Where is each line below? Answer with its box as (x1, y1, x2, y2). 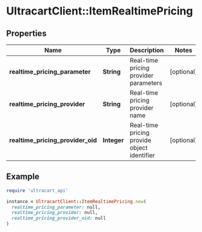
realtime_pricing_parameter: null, (11, 204, 101, 210)
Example (6, 172, 40, 182)
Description (129, 46, 164, 54)
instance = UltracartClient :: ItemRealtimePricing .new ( (6, 198, 147, 204)
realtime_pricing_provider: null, (11, 210, 98, 216)
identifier (129, 151, 155, 159)
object (129, 143, 148, 152)
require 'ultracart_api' (6, 187, 69, 193)
